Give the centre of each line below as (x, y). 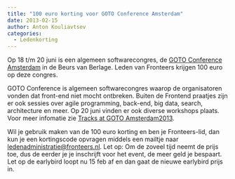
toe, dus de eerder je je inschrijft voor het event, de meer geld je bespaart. (115, 154)
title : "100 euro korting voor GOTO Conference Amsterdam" (95, 14)
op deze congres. (33, 75)
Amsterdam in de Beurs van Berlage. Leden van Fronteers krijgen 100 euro (115, 67)
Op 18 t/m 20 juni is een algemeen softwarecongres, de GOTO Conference (115, 60)
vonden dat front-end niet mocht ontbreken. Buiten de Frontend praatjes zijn (117, 96)
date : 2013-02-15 (33, 20)
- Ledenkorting (36, 40)
